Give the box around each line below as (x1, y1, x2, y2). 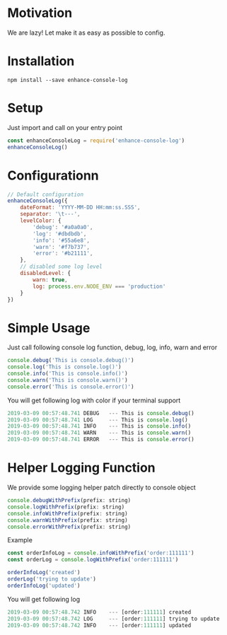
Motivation (7, 5, 73, 21)
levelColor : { (20, 217, 62, 224)
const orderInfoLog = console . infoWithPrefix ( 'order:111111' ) (7, 549, 194, 557)
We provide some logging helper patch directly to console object (7, 483, 196, 491)
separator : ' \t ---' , (20, 211, 81, 218)
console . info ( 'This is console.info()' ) (7, 370, 129, 378)
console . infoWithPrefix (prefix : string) (7, 510, 129, 517)
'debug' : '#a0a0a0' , (33, 223, 93, 231)
